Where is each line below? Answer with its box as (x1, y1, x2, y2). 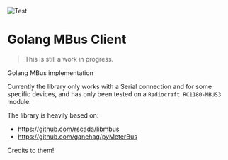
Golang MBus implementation (7, 68, 93, 77)
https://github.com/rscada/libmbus (17, 125, 120, 133)
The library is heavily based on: (7, 110, 99, 120)
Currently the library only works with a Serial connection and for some (7, 82, 212, 91)
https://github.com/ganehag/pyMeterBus (17, 132, 138, 141)
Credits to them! (7, 146, 55, 154)
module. (7, 97, 32, 105)
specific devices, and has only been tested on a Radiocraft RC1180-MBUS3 (7, 89, 222, 98)
